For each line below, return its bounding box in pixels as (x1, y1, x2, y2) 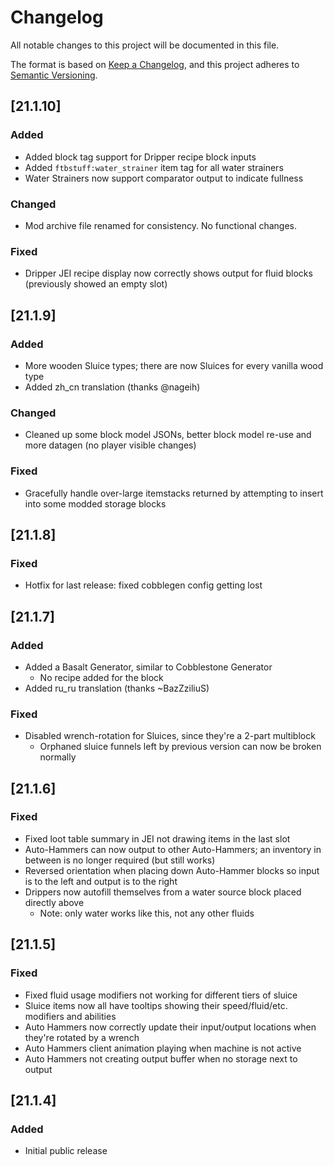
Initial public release (24, 1145, 108, 1157)
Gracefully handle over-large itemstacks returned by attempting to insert (24, 487, 324, 499)
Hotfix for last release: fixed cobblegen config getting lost (24, 579, 263, 591)
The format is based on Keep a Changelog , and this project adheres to (10, 58, 300, 70)
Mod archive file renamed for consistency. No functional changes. (24, 219, 297, 231)
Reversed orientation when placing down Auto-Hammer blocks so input (24, 864, 320, 876)
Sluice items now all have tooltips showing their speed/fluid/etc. (24, 999, 288, 1011)
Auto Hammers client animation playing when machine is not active (24, 1042, 302, 1054)
